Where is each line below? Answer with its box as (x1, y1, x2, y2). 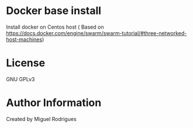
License (6, 57, 46, 70)
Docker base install (6, 4, 101, 18)
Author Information (6, 96, 102, 109)
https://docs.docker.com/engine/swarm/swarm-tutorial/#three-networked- (6, 29, 187, 36)
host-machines (6, 36, 43, 43)
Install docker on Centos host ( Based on (6, 23, 104, 30)
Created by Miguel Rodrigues (6, 115, 77, 122)
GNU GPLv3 (6, 75, 35, 82)
